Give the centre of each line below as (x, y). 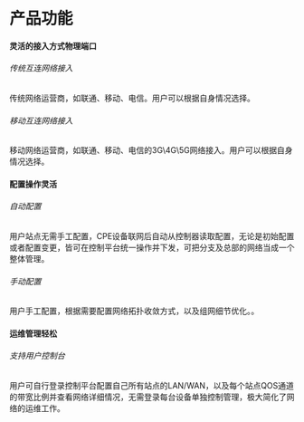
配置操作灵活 (33, 184)
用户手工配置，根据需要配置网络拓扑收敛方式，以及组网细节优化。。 (134, 311)
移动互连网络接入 (41, 120)
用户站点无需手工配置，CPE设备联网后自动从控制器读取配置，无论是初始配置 (152, 235)
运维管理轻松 (33, 333)
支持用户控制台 (37, 356)
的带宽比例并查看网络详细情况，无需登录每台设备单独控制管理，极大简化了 (148, 397)
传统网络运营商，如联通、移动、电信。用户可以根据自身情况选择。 (132, 98)
